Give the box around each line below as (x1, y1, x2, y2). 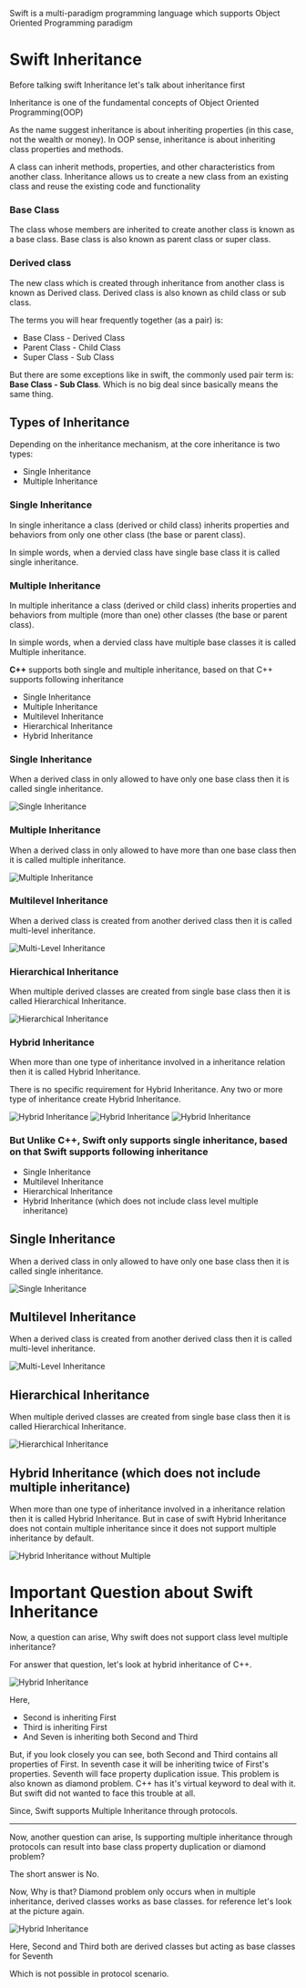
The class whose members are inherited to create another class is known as (9, 224, 296, 235)
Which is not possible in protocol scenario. (9, 1968, 169, 1979)
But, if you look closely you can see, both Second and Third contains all (9, 1748, 278, 1759)
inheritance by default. (9, 1532, 94, 1543)
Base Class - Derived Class (22, 332, 126, 343)
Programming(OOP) (9, 107, 84, 118)
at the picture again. (9, 1905, 85, 1916)
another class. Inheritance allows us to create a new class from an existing (9, 170, 289, 181)
